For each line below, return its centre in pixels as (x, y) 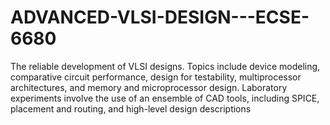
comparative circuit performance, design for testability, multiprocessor (156, 77)
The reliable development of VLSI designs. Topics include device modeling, (165, 66)
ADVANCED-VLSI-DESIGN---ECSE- (160, 17)
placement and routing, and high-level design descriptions (131, 108)
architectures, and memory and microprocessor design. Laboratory (149, 87)
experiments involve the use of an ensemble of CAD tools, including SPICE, (165, 98)
